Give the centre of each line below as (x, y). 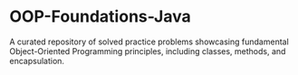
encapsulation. (37, 61)
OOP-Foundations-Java (101, 17)
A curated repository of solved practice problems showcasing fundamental (149, 42)
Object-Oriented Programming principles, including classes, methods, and (148, 51)
